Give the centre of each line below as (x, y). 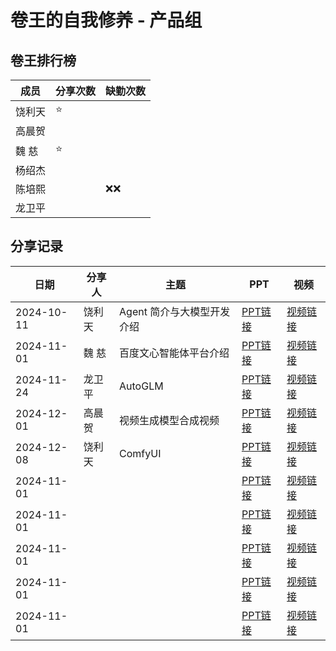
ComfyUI (140, 453)
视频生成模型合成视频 (169, 420)
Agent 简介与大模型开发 (175, 311)
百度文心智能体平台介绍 (174, 353)
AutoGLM (141, 386)
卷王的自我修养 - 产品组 (106, 20)
